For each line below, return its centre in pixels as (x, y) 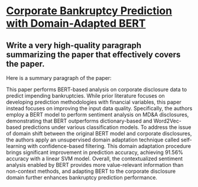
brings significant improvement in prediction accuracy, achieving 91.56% (95, 152)
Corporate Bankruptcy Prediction (89, 11)
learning (16, 146)
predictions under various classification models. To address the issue (107, 127)
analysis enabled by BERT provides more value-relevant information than (95, 165)
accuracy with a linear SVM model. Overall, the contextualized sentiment (95, 159)
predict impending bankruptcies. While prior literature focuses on (86, 96)
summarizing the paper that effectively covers (93, 54)
